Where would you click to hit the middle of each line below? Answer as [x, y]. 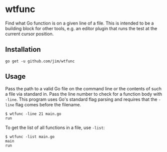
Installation [23, 49]
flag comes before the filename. [48, 104]
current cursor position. [29, 34]
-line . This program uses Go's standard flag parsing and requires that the [81, 99]
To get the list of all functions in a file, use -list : [55, 127]
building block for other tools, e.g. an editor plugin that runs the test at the [81, 28]
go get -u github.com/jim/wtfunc [40, 61]
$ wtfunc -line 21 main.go [33, 114]
